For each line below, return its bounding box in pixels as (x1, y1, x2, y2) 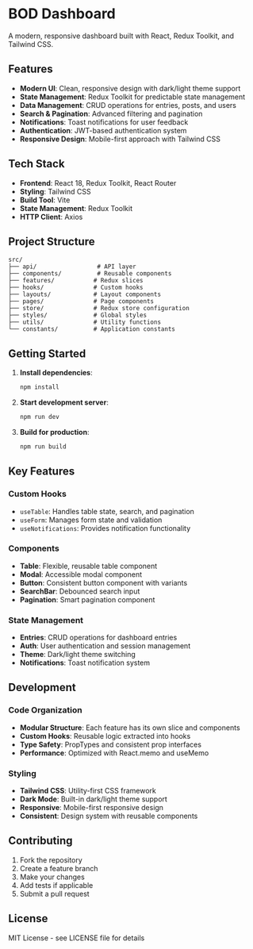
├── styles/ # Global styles (8, 311, 148, 320)
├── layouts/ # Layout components (8, 290, 161, 298)
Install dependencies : (19, 368, 93, 378)
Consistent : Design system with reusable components (19, 811, 198, 821)
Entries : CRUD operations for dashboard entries (19, 632, 178, 643)
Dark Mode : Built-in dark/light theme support (19, 794, 168, 804)
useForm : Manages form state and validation (19, 515, 163, 524)
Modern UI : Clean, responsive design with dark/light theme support (19, 83, 241, 93)
